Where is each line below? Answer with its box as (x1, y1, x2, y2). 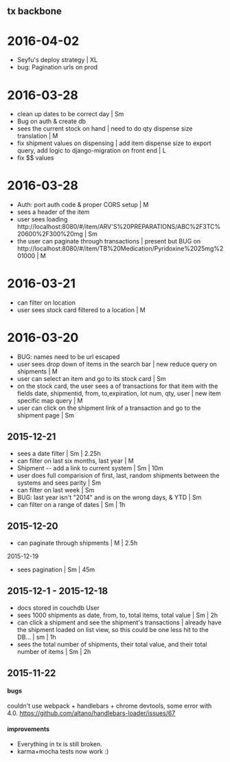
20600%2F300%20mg (16, 230, 84, 238)
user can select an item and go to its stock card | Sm (16, 375, 166, 383)
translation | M (16, 132, 58, 140)
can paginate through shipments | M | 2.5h (16, 538, 138, 547)
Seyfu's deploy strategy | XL (16, 56, 98, 64)
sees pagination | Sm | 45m (16, 565, 95, 574)
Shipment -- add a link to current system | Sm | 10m (16, 464, 163, 472)
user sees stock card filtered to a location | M (16, 306, 146, 314)
